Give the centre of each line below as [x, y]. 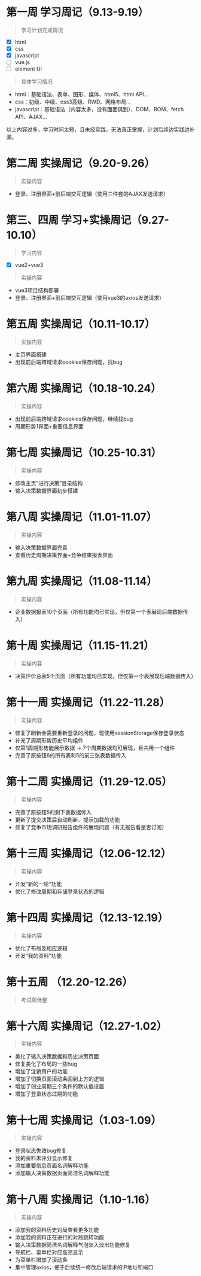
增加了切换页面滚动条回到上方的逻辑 [60, 1079]
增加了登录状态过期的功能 [46, 1094]
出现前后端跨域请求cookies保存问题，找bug [68, 362]
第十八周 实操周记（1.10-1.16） [81, 1199]
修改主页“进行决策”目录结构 [49, 483]
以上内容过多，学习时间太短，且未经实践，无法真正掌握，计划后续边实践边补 [100, 130]
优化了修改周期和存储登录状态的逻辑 [60, 891]
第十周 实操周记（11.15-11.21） [80, 646]
